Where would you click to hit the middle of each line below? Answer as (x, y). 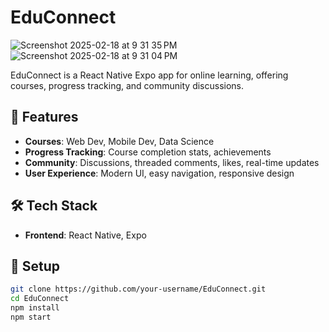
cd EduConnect (40, 299)
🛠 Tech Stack (54, 206)
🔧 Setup (35, 266)
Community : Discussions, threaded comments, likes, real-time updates (172, 162)
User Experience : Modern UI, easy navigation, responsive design (159, 173)
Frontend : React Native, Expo (85, 235)
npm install (35, 308)
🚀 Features (44, 117)
